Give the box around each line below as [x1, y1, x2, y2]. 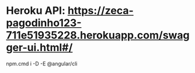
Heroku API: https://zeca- [6, 4, 134, 17]
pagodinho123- [6, 16, 82, 30]
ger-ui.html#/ [6, 41, 73, 54]
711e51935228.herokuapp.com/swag [6, 29, 190, 42]
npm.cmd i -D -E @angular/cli [6, 60, 78, 67]
